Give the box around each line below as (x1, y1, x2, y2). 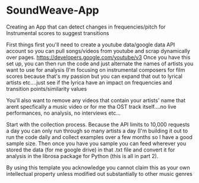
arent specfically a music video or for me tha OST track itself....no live (6, 103, 176, 110)
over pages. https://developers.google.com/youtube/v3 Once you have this (6, 53, 191, 61)
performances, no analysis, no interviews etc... (6, 109, 121, 116)
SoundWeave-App (6, 4, 99, 17)
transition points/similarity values (6, 85, 87, 92)
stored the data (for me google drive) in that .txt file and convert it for (6, 146, 175, 153)
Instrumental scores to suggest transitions (6, 29, 109, 36)
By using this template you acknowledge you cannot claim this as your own (6, 164, 190, 171)
